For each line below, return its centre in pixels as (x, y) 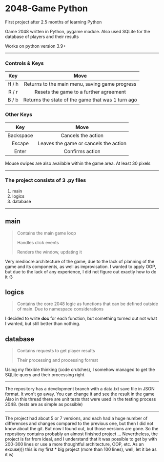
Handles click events (38, 242)
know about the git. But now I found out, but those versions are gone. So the (82, 429)
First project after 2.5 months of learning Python (53, 22)
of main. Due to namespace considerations (60, 309)
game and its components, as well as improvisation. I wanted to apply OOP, (81, 267)
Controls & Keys (24, 63)
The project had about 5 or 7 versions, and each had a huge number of (76, 418)
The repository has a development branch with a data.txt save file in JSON (80, 389)
